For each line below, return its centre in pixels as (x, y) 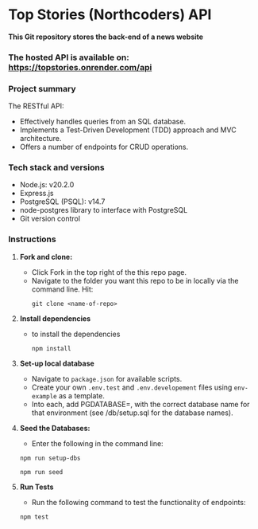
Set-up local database (57, 363)
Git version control (50, 219)
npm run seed (41, 472)
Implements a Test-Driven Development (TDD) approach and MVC (128, 130)
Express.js (37, 194)
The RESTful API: (36, 106)
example (44, 396)
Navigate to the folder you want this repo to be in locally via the (135, 280)
